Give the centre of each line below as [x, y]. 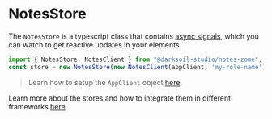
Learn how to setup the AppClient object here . [105, 82]
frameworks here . [38, 106]
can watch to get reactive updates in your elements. [95, 44]
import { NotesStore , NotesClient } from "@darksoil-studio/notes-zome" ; [136, 59]
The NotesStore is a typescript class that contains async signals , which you [134, 36]
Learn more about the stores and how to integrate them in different [120, 98]
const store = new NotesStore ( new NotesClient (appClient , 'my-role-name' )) [139, 67]
